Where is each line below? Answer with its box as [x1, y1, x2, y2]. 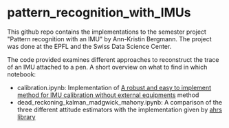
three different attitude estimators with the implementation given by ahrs [17, 105, 222, 114]
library [17, 112, 36, 121]
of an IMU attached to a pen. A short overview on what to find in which [7, 63, 208, 71]
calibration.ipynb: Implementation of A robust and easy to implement [17, 83, 212, 92]
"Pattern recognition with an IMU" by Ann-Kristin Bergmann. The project [7, 34, 212, 43]
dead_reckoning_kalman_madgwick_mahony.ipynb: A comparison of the [17, 98, 222, 106]
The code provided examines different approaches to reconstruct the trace [7, 55, 219, 63]
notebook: [7, 70, 36, 78]
